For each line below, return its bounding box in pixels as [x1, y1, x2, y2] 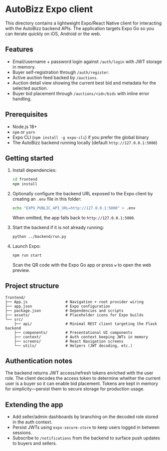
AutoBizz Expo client [5, 4, 93, 15]
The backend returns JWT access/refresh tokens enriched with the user [5, 370, 154, 376]
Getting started [5, 154, 54, 162]
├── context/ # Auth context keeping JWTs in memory [14, 334, 149, 339]
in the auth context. [12, 419, 52, 425]
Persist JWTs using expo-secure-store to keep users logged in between [12, 424, 160, 430]
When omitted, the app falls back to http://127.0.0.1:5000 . [12, 215, 136, 221]
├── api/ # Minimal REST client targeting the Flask [14, 321, 157, 326]
